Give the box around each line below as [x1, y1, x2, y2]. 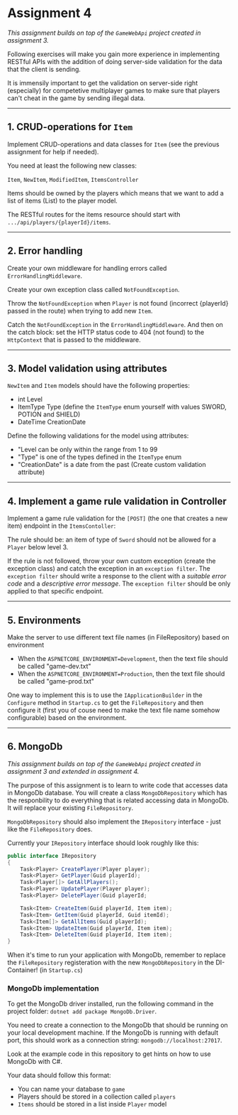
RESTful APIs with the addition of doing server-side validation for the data [7, 57, 223, 65]
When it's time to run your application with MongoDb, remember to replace [7, 951, 227, 959]
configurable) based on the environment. [7, 713, 127, 722]
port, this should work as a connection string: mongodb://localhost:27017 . [7, 1036, 222, 1045]
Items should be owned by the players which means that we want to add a [7, 188, 225, 197]
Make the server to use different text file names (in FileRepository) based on [7, 633, 229, 641]
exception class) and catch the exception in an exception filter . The [7, 564, 210, 573]
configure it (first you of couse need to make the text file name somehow [7, 706, 220, 714]
